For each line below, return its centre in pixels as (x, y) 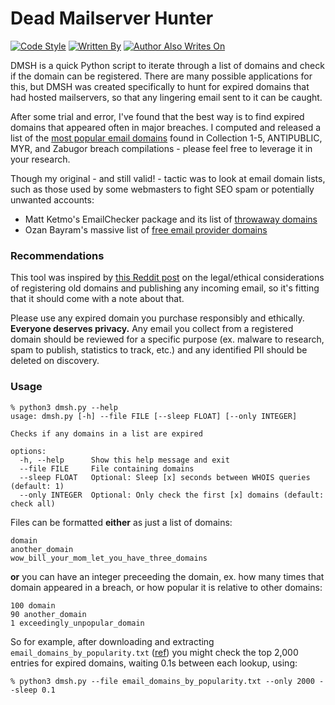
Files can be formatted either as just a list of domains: (121, 522)
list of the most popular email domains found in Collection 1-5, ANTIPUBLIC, (166, 138)
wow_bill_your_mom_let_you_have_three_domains (109, 558)
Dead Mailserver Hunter (112, 18)
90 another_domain (48, 614)
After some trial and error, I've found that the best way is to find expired (157, 116)
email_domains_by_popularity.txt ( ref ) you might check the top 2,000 (154, 652)
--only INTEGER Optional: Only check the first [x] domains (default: (172, 495)
